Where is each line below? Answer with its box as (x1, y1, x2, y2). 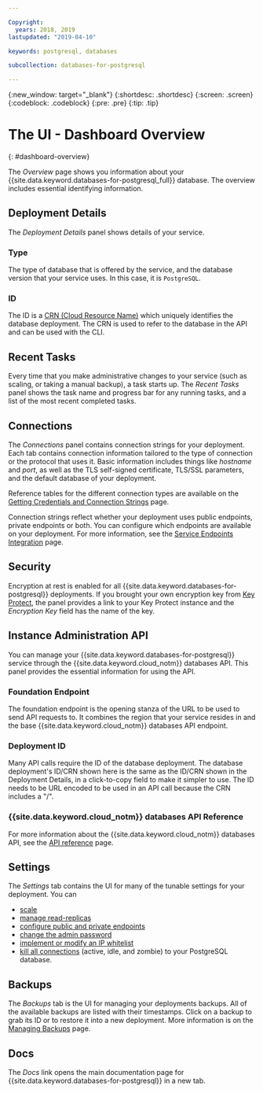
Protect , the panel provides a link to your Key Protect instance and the (8, 597, 235, 607)
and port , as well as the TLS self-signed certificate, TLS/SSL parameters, (8, 465, 245, 474)
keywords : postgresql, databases (8, 47, 118, 55)
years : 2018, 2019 (15, 25, 76, 34)
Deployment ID (8, 740, 67, 751)
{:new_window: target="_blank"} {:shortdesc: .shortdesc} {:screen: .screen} (8, 90, 254, 99)
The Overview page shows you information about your (8, 167, 184, 177)
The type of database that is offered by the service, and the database (8, 265, 233, 275)
